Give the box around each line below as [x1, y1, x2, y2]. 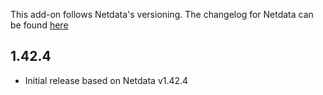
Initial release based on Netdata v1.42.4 [24, 74, 189, 86]
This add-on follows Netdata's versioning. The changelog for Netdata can [10, 9, 314, 20]
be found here [10, 19, 69, 31]
